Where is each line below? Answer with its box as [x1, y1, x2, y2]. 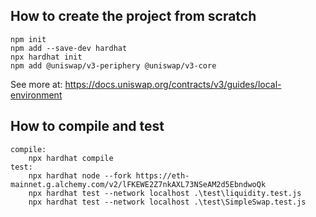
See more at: [10, 78, 63, 90]
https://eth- [135, 170, 190, 181]
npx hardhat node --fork [28, 170, 132, 181]
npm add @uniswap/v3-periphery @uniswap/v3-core [10, 60, 217, 71]
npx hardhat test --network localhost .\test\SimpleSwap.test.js [28, 197, 307, 207]
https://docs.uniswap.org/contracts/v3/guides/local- [64, 78, 282, 90]
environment [10, 89, 63, 101]
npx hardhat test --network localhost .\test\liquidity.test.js [28, 188, 302, 198]
